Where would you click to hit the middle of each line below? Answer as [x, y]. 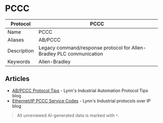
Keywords [19, 61]
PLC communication [80, 54]
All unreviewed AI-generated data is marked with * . [68, 115]
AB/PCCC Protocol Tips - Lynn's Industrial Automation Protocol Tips [80, 91]
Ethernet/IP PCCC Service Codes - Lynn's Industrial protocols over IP [81, 101]
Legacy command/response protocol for [84, 47]
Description [21, 50]
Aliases [16, 40]
